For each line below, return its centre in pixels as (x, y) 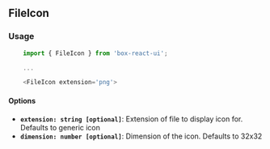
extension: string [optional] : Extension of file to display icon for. (131, 119)
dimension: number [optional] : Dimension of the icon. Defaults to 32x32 (141, 136)
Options (22, 100)
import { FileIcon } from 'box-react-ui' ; (95, 53)
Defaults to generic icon (60, 127)
